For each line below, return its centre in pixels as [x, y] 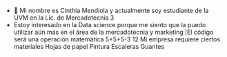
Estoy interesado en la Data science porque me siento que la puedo [110, 25]
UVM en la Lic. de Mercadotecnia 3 [64, 18]
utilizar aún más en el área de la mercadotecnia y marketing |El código [113, 32]
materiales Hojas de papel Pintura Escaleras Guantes [89, 46]
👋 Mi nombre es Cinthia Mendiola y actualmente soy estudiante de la [111, 11]
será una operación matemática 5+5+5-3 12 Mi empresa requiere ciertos [117, 39]
